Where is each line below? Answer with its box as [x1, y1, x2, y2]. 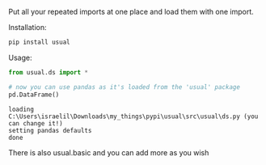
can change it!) [8, 119, 63, 128]
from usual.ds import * [8, 68, 89, 76]
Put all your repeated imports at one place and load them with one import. [8, 7, 255, 16]
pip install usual [8, 38, 70, 46]
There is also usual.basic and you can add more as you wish [8, 147, 209, 157]
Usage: [8, 53, 32, 62]
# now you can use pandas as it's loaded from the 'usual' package [8, 82, 241, 91]
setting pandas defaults [8, 126, 92, 134]
